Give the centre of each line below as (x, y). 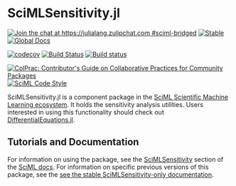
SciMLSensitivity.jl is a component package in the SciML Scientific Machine (118, 97)
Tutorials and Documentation (73, 142)
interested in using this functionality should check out (86, 112)
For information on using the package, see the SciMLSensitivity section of (116, 159)
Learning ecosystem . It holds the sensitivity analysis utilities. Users (106, 104)
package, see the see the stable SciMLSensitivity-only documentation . (111, 174)
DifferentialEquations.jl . (41, 120)
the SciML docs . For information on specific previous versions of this (108, 167)
